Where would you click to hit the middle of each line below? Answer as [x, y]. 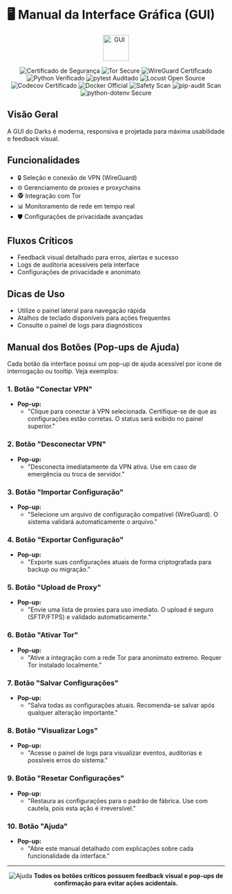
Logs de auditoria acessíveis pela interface [78, 265]
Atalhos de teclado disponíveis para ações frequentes [94, 318]
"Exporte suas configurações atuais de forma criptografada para [119, 562]
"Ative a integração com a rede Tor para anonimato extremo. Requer [125, 657]
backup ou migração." [59, 569]
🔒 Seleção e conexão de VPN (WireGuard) [77, 177]
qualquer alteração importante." [73, 713]
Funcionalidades [44, 160]
